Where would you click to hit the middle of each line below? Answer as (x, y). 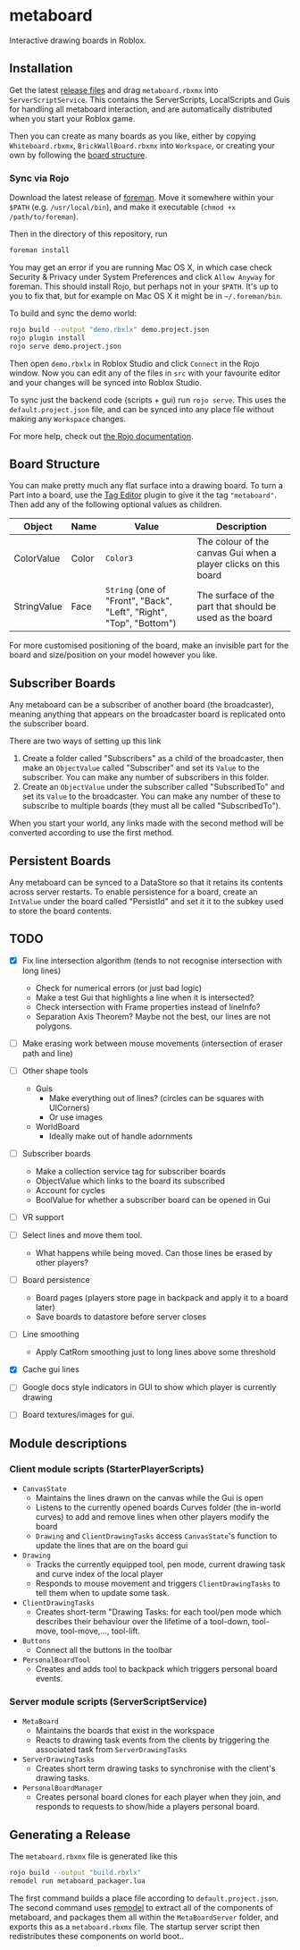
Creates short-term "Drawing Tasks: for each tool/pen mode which (158, 1612)
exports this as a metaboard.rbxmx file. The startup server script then (135, 1927)
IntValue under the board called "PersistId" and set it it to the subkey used (146, 901)
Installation (41, 68)
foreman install (39, 250)
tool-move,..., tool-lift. (100, 1631)
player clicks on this (238, 564)
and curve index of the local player (99, 1574)
